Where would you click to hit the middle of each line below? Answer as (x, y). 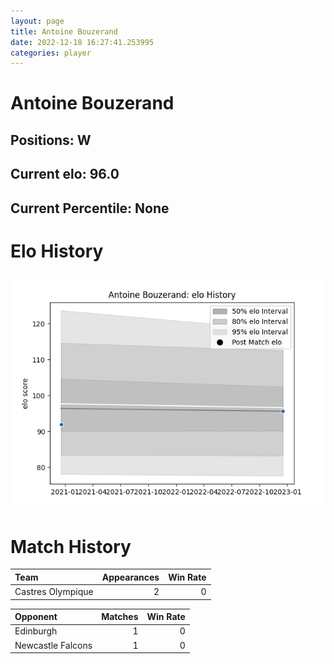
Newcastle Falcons (53, 645)
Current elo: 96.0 (65, 174)
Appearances (130, 577)
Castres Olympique (54, 592)
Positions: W (51, 140)
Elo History (57, 251)
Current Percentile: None (90, 208)
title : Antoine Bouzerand (64, 31)
